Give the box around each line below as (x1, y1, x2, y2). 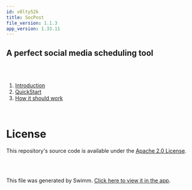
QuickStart (14, 88, 42, 96)
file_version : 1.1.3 (6, 20, 58, 26)
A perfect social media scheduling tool (6, 47, 154, 58)
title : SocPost (6, 14, 44, 20)
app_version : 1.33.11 (6, 25, 61, 32)
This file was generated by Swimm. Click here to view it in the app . (6, 177, 171, 184)
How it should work (14, 94, 63, 102)
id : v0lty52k (6, 8, 39, 15)
